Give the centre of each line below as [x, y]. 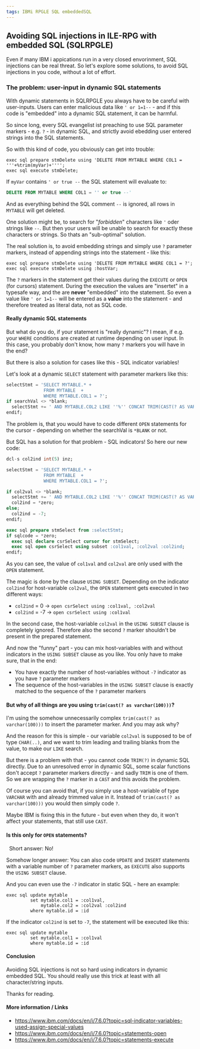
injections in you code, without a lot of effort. [61, 72]
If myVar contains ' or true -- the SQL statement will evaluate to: [86, 181]
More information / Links [37, 1007]
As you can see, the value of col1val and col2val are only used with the [94, 564]
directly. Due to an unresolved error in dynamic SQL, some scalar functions [98, 766]
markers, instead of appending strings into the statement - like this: [89, 252]
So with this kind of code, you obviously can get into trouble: [80, 149]
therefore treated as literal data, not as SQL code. [67, 305]
